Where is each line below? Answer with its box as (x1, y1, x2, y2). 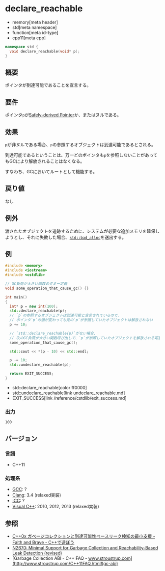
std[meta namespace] (12, 24, 57, 30)
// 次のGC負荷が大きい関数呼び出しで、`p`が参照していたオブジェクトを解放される (9, 335, 155, 340)
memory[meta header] (12, 19, 58, 25)
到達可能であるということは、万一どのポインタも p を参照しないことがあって (5, 152, 158, 158)
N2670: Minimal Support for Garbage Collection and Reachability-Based (12, 545, 158, 551)
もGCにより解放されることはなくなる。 (5, 158, 85, 164)
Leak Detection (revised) (12, 550, 62, 556)
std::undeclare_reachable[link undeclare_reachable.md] (12, 390, 125, 396)
